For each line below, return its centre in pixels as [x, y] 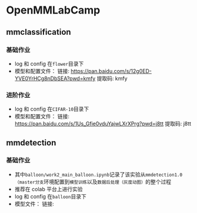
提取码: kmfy [112, 78]
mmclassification [39, 32]
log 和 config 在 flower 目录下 [49, 64]
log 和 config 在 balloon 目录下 [50, 196]
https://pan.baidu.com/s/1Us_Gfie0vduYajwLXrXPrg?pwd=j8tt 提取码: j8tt [103, 124]
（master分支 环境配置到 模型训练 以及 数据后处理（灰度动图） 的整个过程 [93, 182]
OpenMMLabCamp [53, 10]
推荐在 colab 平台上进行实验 [49, 189]
